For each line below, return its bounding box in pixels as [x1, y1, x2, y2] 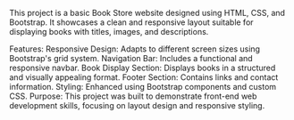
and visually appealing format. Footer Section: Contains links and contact [9, 72, 279, 83]
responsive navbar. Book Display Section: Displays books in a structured [9, 62, 276, 73]
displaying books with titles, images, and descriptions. [9, 27, 209, 36]
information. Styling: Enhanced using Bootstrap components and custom [9, 82, 277, 92]
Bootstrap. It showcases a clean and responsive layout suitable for [9, 17, 254, 28]
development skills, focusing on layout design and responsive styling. [9, 100, 265, 110]
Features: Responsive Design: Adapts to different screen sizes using [9, 44, 261, 54]
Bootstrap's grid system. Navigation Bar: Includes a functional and [9, 53, 253, 63]
